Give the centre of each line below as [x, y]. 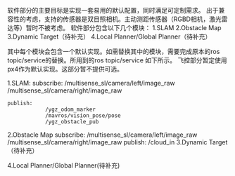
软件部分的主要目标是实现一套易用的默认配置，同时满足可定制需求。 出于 [113, 10]
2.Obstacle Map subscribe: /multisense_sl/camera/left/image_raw [102, 135]
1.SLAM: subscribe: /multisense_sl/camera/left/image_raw [91, 83]
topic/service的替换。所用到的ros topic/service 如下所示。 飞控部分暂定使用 [117, 60]
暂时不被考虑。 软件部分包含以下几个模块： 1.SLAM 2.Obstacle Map [123, 28]
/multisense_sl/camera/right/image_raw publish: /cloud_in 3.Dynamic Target [118, 142]
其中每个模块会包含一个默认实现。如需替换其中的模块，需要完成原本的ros [114, 52]
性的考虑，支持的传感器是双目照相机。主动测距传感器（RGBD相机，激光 [117, 19]
